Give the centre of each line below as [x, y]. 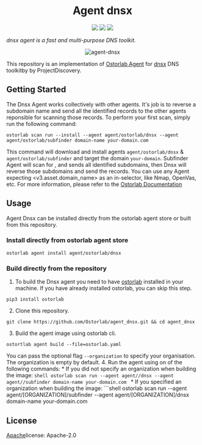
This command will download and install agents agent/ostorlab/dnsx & [95, 152]
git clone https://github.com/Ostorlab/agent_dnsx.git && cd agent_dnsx [101, 322]
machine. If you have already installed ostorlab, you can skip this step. [103, 289]
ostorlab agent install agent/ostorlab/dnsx [64, 253]
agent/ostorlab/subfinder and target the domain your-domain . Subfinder [97, 158]
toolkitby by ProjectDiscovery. [44, 70]
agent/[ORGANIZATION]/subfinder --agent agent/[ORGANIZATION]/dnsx [98, 395]
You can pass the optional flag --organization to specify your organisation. [101, 356]
